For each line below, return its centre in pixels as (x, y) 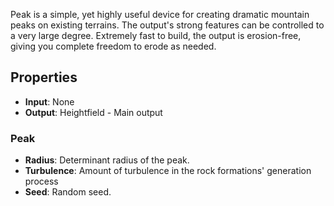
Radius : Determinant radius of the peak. (107, 160)
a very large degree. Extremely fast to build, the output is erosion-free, (156, 35)
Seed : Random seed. (68, 192)
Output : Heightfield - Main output (93, 112)
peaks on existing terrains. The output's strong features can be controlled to (167, 25)
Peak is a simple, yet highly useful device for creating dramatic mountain (160, 14)
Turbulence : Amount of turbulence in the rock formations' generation (168, 171)
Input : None (49, 101)
